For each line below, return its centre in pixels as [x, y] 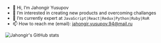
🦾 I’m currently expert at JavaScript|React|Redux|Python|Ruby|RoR [81, 18]
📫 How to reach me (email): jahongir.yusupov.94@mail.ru [72, 24]
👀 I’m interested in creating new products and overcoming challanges [84, 13]
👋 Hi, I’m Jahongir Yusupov [41, 8]
